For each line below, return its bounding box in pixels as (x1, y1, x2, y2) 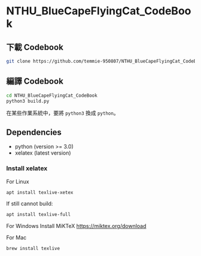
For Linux (6, 178, 29, 185)
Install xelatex (6, 164, 48, 172)
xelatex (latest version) (14, 149, 71, 156)
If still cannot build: (6, 200, 53, 207)
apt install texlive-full (6, 212, 71, 218)
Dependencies (6, 127, 62, 137)
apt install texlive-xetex (6, 189, 74, 195)
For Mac (6, 234, 27, 241)
